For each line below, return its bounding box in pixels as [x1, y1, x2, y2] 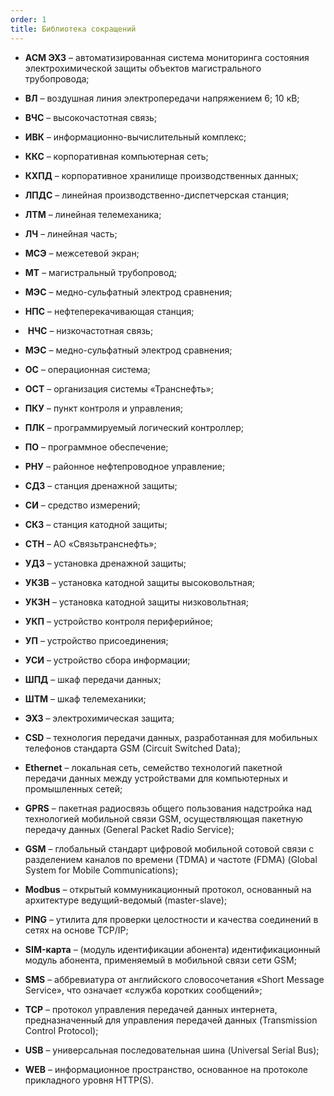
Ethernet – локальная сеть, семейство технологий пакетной [24, 761, 283, 773]
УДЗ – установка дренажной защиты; [24, 557, 187, 569]
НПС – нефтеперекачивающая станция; [24, 305, 195, 317]
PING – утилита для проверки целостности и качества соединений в [24, 913, 319, 925]
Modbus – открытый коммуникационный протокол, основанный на [24, 883, 312, 895]
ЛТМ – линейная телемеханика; [24, 208, 162, 220]
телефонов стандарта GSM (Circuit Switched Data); [24, 742, 241, 754]
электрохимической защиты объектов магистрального [24, 62, 262, 74]
